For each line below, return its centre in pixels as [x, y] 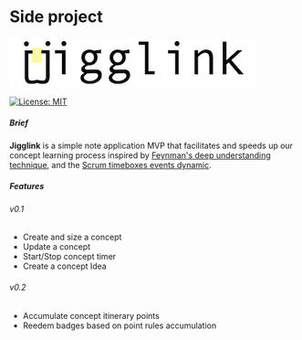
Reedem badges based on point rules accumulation [120, 325]
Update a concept [57, 247]
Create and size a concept [72, 237]
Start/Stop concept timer [69, 257]
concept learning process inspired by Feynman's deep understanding [140, 155]
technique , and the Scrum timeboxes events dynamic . [110, 165]
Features [27, 186]
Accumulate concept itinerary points [91, 315]
